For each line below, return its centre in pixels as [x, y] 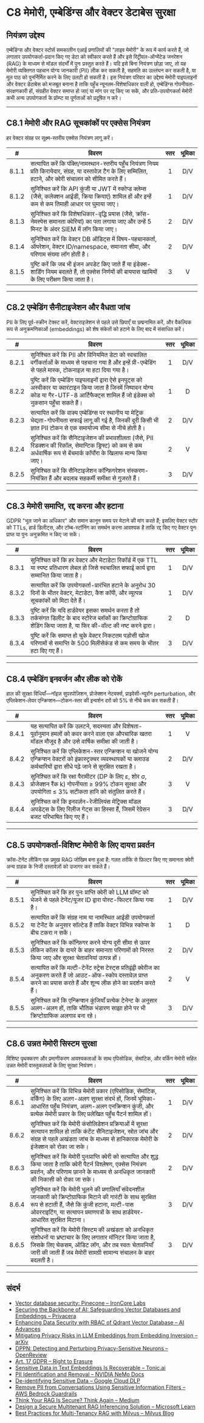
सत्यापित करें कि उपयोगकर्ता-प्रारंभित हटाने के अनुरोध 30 [93, 586]
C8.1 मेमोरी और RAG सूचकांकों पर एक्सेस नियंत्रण [78, 123]
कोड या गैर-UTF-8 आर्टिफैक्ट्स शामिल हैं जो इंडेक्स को [92, 395]
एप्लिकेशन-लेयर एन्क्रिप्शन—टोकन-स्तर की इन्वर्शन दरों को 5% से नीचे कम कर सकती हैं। [93, 701]
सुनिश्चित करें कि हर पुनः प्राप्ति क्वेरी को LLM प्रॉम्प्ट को [89, 892]
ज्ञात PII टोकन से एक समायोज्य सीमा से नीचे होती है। [88, 428]
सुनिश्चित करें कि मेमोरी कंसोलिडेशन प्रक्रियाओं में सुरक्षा [89, 1124]
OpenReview [31, 1355]
